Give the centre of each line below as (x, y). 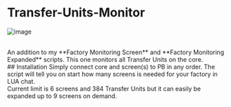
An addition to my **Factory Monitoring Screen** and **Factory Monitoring (115, 52)
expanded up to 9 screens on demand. (62, 96)
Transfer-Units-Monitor (76, 13)
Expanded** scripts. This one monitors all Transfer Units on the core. (105, 59)
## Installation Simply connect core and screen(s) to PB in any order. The (111, 67)
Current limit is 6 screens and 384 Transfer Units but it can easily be (104, 88)
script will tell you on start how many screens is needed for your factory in (113, 74)
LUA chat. (21, 81)
